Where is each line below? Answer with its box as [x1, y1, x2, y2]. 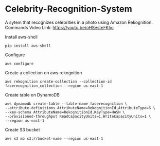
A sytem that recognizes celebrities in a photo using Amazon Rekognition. [5, 19, 153, 25]
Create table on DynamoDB [5, 92, 60, 97]
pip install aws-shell [5, 43, 51, 48]
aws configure [5, 61, 34, 66]
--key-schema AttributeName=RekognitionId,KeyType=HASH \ [5, 110, 125, 114]
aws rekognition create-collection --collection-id [5, 79, 112, 84]
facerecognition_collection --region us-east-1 [5, 83, 104, 88]
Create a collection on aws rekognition [5, 69, 82, 76]
